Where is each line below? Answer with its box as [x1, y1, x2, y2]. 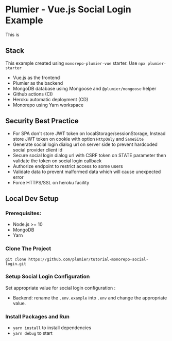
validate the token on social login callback [12, 158, 102, 164]
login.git [5, 261, 27, 267]
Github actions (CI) [12, 91, 53, 97]
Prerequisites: [5, 210, 42, 217]
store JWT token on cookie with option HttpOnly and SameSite [12, 136, 144, 142]
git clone [5, 257, 27, 262]
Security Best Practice [5, 117, 79, 125]
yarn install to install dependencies [12, 325, 92, 331]
